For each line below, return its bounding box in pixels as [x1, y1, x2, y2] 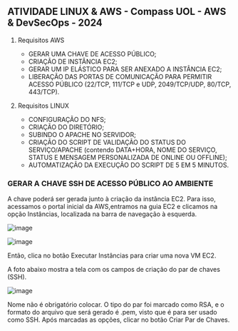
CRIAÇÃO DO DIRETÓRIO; [28, 123, 105, 131]
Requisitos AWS [17, 36, 65, 44]
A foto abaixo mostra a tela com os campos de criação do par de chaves [7, 265, 221, 274]
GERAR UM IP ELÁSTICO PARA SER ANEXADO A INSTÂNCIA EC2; [28, 64, 222, 73]
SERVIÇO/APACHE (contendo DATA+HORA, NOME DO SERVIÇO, [28, 146, 217, 154]
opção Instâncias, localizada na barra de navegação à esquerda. [7, 210, 197, 218]
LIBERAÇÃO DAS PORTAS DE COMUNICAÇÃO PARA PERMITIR [28, 72, 212, 81]
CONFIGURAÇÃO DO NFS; [28, 115, 106, 123]
